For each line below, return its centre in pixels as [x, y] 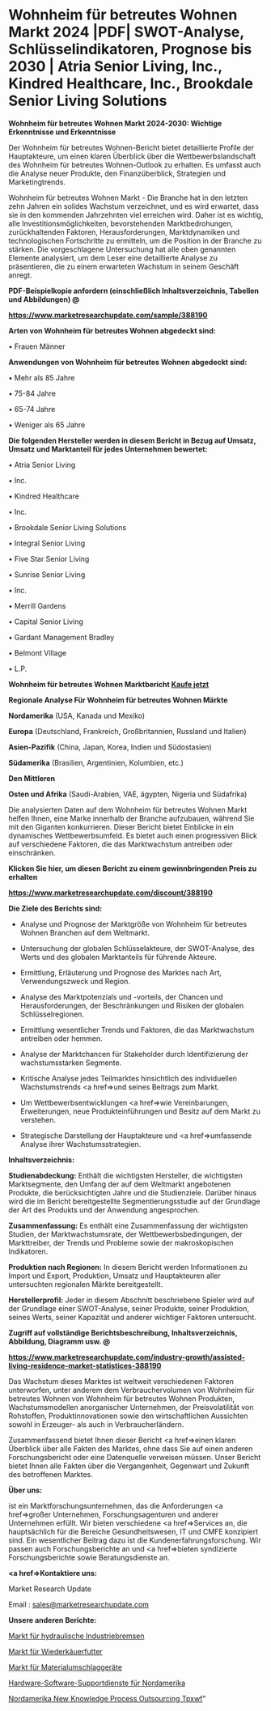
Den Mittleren [32, 778]
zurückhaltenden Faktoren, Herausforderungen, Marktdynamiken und [124, 231]
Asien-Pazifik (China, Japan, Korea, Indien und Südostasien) [110, 747]
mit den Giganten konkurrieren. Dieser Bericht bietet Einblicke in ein [121, 826]
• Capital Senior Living [46, 622]
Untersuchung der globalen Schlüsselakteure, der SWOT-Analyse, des [137, 948]
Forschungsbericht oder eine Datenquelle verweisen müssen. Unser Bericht [135, 1457]
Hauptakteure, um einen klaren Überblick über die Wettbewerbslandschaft [132, 156]
